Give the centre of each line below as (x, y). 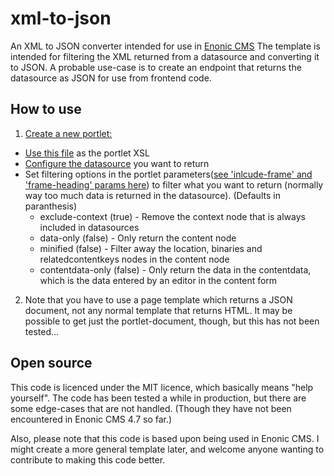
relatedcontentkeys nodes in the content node (134, 259)
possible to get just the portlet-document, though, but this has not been (172, 321)
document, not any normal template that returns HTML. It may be (158, 310)
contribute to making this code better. (88, 459)
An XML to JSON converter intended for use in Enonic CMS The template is (165, 46)
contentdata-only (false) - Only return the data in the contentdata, (175, 269)
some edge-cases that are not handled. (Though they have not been (151, 408)
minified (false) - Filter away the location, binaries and (151, 248)
